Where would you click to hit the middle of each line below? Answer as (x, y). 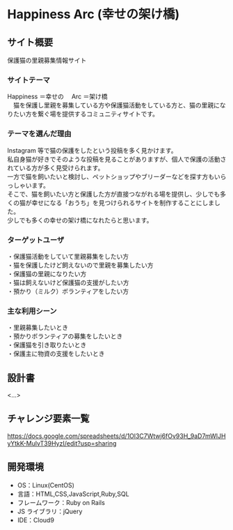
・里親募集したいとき (38, 328)
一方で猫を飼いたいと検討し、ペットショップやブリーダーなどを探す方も (111, 176)
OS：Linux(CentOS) (46, 485)
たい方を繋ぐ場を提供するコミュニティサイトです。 (86, 114)
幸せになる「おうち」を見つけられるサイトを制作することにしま (122, 202)
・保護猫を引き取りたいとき (47, 345)
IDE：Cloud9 (35, 520)
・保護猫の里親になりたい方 (47, 273)
